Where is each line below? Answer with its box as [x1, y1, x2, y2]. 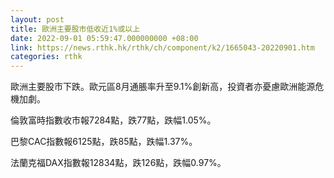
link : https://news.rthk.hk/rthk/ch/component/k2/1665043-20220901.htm [10, 42, 315, 53]
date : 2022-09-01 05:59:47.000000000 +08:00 [10, 33, 199, 43]
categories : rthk [10, 52, 83, 62]
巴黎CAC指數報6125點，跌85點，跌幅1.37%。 [10, 136, 198, 148]
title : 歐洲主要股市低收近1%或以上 [10, 24, 141, 34]
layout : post [10, 14, 65, 25]
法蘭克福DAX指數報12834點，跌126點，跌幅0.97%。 [10, 157, 227, 169]
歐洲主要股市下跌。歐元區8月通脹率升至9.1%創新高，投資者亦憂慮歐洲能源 [10, 81, 316, 93]
